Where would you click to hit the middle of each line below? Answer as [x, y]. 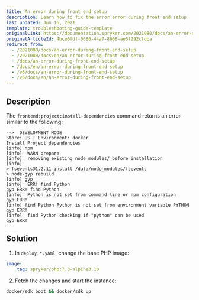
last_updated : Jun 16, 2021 [41, 22]
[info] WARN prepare [33, 153]
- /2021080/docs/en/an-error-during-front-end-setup [78, 56]
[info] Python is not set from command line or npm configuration [91, 195]
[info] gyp [20, 179]
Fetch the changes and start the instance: [65, 281]
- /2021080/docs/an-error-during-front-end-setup [74, 50]
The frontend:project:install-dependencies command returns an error [94, 115]
